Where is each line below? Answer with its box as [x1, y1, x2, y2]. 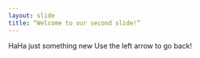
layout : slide [8, 11, 56, 20]
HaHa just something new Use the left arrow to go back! [8, 41, 193, 50]
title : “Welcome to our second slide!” [8, 19, 141, 27]
